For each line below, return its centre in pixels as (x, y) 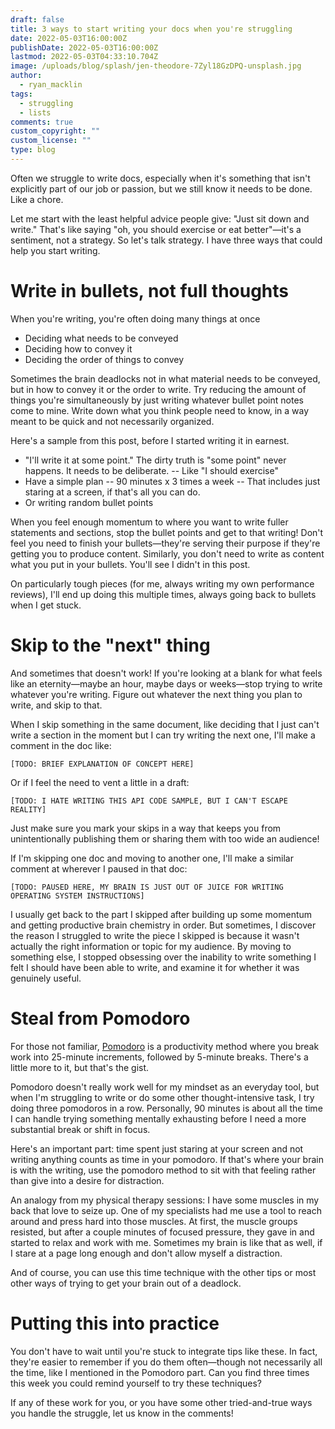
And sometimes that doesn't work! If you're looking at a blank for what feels (166, 673)
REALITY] (28, 809)
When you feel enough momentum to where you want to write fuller (149, 522)
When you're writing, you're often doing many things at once (135, 318)
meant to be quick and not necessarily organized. (112, 421)
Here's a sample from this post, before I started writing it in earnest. (150, 440)
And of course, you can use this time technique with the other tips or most (163, 1272)
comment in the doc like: (61, 745)
